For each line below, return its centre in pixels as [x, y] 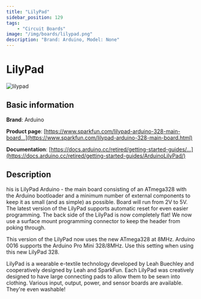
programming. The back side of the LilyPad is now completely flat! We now [99, 215]
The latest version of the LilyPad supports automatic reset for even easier [97, 208]
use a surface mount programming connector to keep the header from [93, 221]
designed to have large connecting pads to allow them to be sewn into [93, 276]
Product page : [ [26, 131]
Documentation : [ [29, 149]
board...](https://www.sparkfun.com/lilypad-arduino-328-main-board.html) [99, 137]
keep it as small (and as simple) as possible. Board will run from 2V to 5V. [97, 202]
